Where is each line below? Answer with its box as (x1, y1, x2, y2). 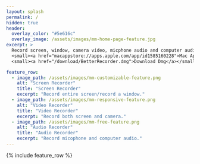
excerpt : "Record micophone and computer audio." (17, 135, 143, 141)
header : (6, 25, 26, 31)
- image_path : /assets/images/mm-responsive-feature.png (11, 97, 156, 103)
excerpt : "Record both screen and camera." (17, 113, 127, 119)
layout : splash (6, 8, 44, 15)
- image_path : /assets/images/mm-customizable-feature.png (11, 75, 161, 81)
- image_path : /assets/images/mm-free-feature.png (11, 119, 140, 125)
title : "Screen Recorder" (17, 86, 82, 92)
